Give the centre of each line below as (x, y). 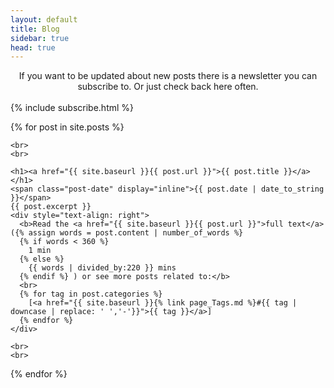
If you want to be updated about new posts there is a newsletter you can (168, 76)
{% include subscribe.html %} (72, 108)
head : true (33, 47)
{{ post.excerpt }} (51, 207)
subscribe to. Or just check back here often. (168, 87)
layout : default (44, 19)
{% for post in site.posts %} (67, 127)
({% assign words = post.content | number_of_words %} (127, 233)
